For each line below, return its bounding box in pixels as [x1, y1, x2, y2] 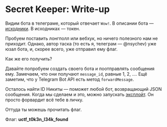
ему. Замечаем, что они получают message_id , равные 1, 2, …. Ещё [5, 71, 147, 77]
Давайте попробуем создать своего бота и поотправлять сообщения [5, 66, 155, 72]
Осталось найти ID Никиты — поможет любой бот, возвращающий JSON [5, 86, 162, 92]
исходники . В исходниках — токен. [5, 25, 80, 31]
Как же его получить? [5, 55, 52, 61]
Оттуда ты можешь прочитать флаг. [5, 106, 82, 112]
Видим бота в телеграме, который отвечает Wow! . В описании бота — [5, 20, 154, 26]
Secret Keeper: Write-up [5, 4, 110, 15]
